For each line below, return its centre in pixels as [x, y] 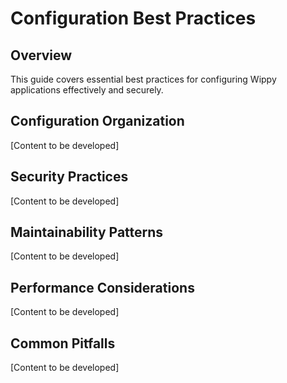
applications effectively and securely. [87, 90]
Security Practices [69, 177]
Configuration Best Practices [133, 18]
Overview [41, 55]
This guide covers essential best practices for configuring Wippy [143, 79]
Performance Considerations [102, 287]
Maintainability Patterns [87, 232]
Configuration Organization [97, 121]
